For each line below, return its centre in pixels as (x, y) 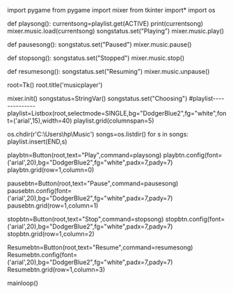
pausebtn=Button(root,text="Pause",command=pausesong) (93, 183)
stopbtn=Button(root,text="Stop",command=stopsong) (86, 219)
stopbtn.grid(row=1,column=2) (51, 234)
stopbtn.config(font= (195, 219)
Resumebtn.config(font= (42, 255)
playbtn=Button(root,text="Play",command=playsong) (85, 155)
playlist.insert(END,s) (37, 141)
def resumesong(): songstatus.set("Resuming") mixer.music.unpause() (109, 71)
